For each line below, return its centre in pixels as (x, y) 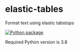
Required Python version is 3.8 (36, 42)
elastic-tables (34, 9)
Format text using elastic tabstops (39, 23)
